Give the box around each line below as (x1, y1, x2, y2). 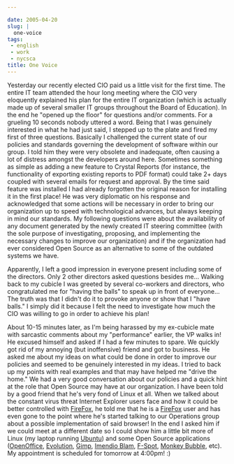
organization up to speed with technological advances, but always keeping (7, 207, 222, 215)
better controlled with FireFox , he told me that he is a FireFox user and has (7, 404, 221, 412)
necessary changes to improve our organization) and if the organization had (7, 237, 226, 245)
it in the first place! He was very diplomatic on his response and (7, 192, 191, 200)
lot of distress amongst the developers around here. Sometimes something (7, 155, 223, 163)
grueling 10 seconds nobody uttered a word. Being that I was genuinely (7, 118, 212, 126)
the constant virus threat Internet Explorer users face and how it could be (7, 397, 218, 405)
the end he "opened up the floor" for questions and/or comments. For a (7, 110, 213, 119)
